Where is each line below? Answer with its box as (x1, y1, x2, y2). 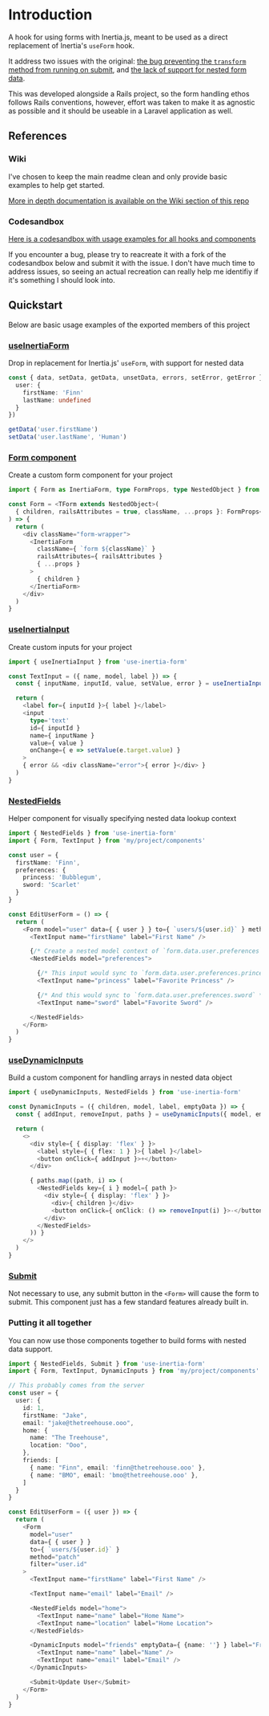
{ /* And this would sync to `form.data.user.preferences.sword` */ (37, 991, 267, 999)
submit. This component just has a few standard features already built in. (8, 1297, 249, 1307)
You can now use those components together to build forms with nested (8, 1335, 247, 1345)
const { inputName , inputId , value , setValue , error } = (15, 680, 210, 688)
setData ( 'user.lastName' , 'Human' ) (8, 433, 127, 441)
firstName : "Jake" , (22, 1412, 88, 1420)
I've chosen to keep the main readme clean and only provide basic (8, 171, 228, 182)
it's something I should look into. (8, 275, 116, 284)
